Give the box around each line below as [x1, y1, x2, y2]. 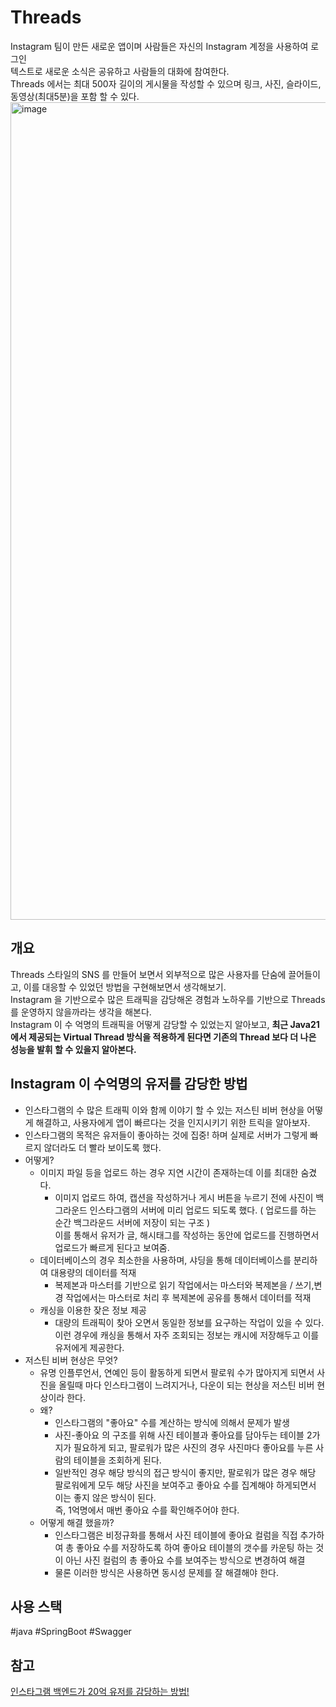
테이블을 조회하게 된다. [73, 1454, 162, 1466]
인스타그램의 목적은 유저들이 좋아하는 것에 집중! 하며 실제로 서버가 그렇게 [24, 1129, 308, 1141]
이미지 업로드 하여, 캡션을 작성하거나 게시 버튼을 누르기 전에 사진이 [54, 1191, 314, 1203]
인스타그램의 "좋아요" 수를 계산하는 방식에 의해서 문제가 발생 [54, 1416, 290, 1428]
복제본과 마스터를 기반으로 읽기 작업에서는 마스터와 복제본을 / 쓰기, [54, 1279, 315, 1291]
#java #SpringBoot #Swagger [10, 1626, 132, 1638]
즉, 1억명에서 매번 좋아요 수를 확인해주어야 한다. [54, 1504, 240, 1516]
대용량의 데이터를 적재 [50, 1266, 137, 1278]
